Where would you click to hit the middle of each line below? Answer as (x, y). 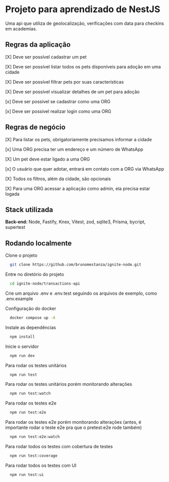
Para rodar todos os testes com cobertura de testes (59, 447)
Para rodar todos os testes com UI (41, 465)
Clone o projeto (22, 255)
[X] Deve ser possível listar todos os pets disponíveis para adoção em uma (83, 66)
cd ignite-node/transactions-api (45, 284)
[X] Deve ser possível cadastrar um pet (46, 57)
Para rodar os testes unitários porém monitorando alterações (69, 384)
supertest (15, 227)
